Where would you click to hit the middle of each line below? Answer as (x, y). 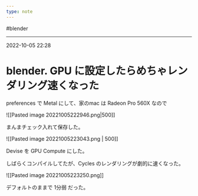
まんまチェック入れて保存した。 (45, 127)
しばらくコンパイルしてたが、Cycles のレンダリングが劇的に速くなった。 (95, 163)
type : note (19, 11)
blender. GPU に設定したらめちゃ (87, 71)
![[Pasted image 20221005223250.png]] (55, 175)
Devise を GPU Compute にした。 (47, 151)
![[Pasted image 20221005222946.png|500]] (61, 115)
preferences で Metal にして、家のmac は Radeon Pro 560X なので (87, 103)
